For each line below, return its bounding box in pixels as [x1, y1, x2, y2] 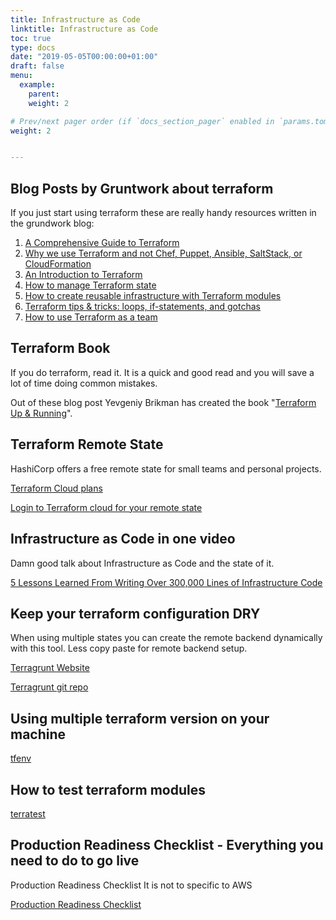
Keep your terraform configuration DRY [10, 605, 261, 622]
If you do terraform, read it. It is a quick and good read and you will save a [10, 366, 315, 378]
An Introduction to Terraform [24, 269, 143, 281]
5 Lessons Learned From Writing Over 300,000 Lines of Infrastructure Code [10, 576, 323, 588]
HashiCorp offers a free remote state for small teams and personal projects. [10, 462, 322, 475]
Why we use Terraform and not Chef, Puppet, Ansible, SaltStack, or [24, 247, 303, 260]
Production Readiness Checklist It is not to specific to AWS [10, 879, 253, 891]
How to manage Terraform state [24, 279, 157, 291]
